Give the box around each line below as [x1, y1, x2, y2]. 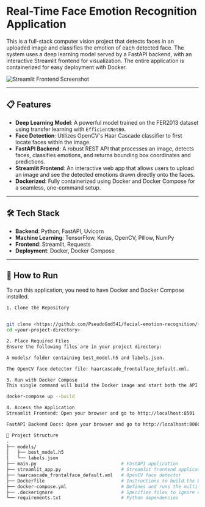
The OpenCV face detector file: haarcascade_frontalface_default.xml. [6, 366, 190, 372]
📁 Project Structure [6, 432, 59, 439]
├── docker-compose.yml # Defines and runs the [6, 483, 182, 490]
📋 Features [6, 100, 51, 110]
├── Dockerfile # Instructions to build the [6, 478, 195, 484]
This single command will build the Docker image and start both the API [6, 382, 198, 389]
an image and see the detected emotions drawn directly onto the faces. [15, 171, 195, 178]
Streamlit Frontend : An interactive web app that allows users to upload [15, 164, 194, 172]
